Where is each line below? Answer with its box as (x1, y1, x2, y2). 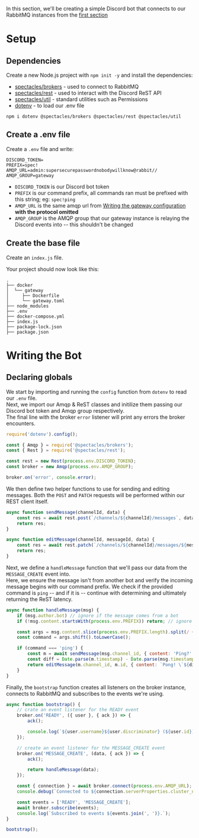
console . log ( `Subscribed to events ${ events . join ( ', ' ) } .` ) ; (17, 810, 171, 817)
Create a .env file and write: (6, 145, 74, 152)
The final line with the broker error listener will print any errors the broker (6, 413, 185, 420)
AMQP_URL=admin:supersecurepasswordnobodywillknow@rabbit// (6, 167, 158, 173)
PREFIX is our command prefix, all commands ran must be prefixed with (14, 189, 188, 196)
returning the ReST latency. (6, 595, 73, 602)
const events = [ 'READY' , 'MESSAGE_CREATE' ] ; (17, 799, 131, 805)
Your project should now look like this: (6, 265, 99, 272)
